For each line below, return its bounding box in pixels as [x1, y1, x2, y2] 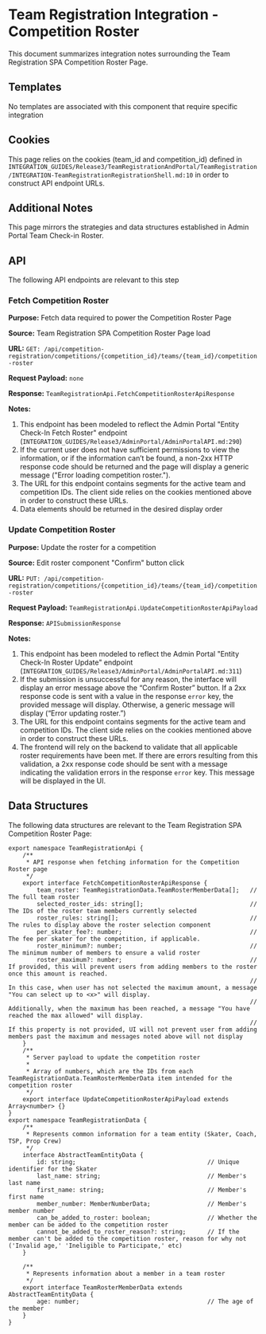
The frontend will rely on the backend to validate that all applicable [19, 742, 238, 751]
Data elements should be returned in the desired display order [19, 504, 223, 514]
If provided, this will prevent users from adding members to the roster [8, 963, 258, 971]
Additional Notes [8, 201, 94, 214]
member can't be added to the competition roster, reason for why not [8, 1234, 247, 1242]
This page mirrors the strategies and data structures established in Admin [8, 222, 249, 232]
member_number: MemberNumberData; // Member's [37, 1199, 247, 1208]
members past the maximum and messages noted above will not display [8, 1032, 244, 1041]
